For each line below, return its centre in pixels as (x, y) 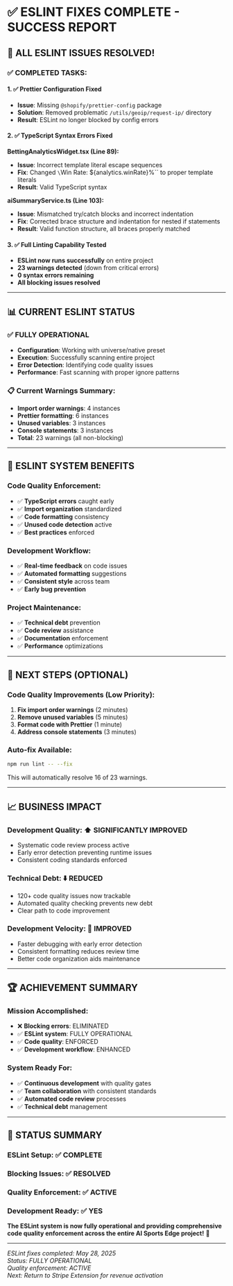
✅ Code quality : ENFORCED (58, 1042)
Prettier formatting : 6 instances (63, 416)
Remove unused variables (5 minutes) (72, 717)
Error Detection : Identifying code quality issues (85, 364)
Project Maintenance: (44, 608)
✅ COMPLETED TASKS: (47, 72)
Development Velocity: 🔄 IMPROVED (69, 929)
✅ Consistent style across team (63, 582)
